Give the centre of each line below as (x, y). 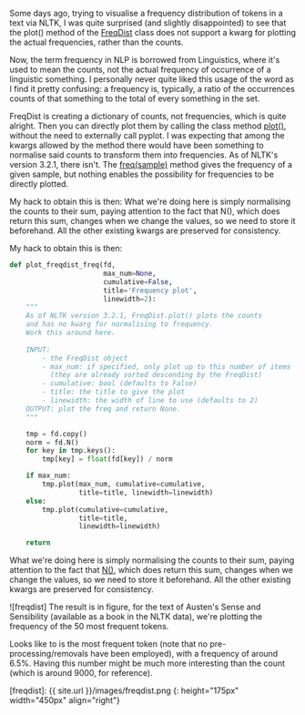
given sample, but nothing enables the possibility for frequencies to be (142, 174)
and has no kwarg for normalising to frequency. (120, 324)
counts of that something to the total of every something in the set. (135, 98)
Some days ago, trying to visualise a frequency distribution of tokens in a (147, 13)
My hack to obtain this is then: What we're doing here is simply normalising (150, 201)
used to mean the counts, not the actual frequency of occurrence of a (140, 69)
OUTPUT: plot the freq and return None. (103, 409)
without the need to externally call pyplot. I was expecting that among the (147, 135)
